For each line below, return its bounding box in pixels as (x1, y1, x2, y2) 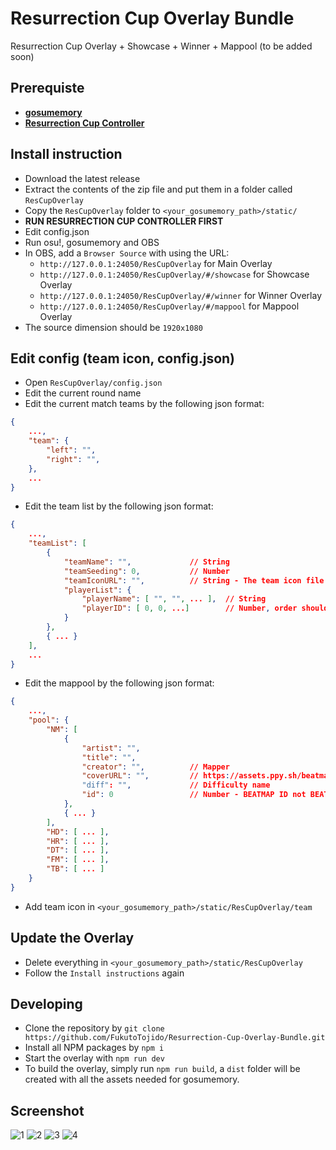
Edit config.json (24, 225, 90, 237)
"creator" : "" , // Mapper (81, 762, 230, 772)
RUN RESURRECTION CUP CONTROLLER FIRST (24, 215, 224, 227)
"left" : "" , (46, 445, 97, 455)
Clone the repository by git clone (24, 1022, 165, 1034)
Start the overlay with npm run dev (24, 1052, 165, 1064)
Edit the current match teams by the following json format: (24, 398, 265, 410)
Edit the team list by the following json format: (24, 500, 214, 512)
